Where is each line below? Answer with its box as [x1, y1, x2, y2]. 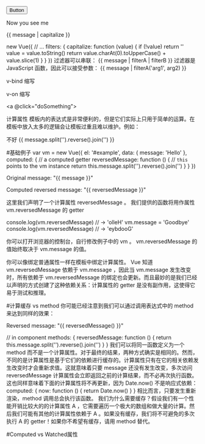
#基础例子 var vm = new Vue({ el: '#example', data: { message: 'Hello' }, [6, 149, 187, 156]
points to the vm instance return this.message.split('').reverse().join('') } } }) [6, 162, 196, 170]
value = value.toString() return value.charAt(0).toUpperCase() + [6, 50, 167, 56]
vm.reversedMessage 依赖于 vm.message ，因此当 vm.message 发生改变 [6, 266, 192, 273]
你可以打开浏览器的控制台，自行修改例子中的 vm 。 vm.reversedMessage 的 [6, 238, 198, 245]
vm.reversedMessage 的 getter [6, 206, 84, 214]
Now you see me [6, 19, 49, 26]
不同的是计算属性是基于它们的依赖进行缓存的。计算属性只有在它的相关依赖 [6, 356, 193, 364]
